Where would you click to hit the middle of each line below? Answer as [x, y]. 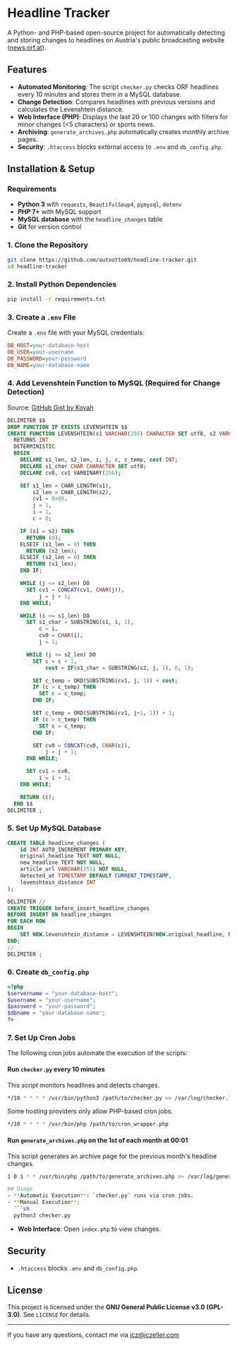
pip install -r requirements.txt [56, 299]
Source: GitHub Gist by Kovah [50, 407]
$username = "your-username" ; [52, 1000]
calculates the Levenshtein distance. [71, 109]
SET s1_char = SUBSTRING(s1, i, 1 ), [80, 623]
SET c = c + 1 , [55, 661]
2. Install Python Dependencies [62, 284]
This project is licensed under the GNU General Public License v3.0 [107, 1307]
